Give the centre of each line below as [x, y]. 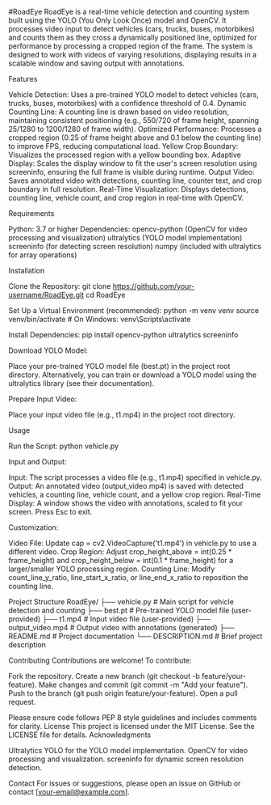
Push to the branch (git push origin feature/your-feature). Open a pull [123, 693]
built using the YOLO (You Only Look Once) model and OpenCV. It [117, 20]
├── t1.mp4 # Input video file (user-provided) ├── [127, 619]
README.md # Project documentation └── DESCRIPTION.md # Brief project [135, 636]
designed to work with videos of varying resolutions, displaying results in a [132, 55]
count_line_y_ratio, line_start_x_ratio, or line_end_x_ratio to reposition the [128, 577]
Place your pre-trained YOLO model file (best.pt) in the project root [119, 366]
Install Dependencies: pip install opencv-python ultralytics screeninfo [123, 335]
